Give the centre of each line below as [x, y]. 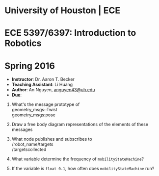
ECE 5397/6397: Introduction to [70, 33]
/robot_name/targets [32, 144]
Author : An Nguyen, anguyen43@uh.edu [53, 90]
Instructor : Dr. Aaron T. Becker [43, 79]
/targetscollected [29, 150]
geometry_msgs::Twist [34, 110]
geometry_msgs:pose [34, 115]
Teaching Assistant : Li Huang [42, 85]
